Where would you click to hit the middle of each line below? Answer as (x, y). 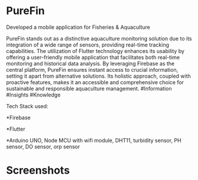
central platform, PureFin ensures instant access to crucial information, (92, 69)
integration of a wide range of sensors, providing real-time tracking (88, 45)
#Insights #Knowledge (33, 95)
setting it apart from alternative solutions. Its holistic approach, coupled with (99, 76)
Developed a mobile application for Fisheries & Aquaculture (78, 27)
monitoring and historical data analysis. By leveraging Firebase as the (90, 64)
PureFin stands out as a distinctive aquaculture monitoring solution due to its (99, 38)
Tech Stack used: (27, 106)
